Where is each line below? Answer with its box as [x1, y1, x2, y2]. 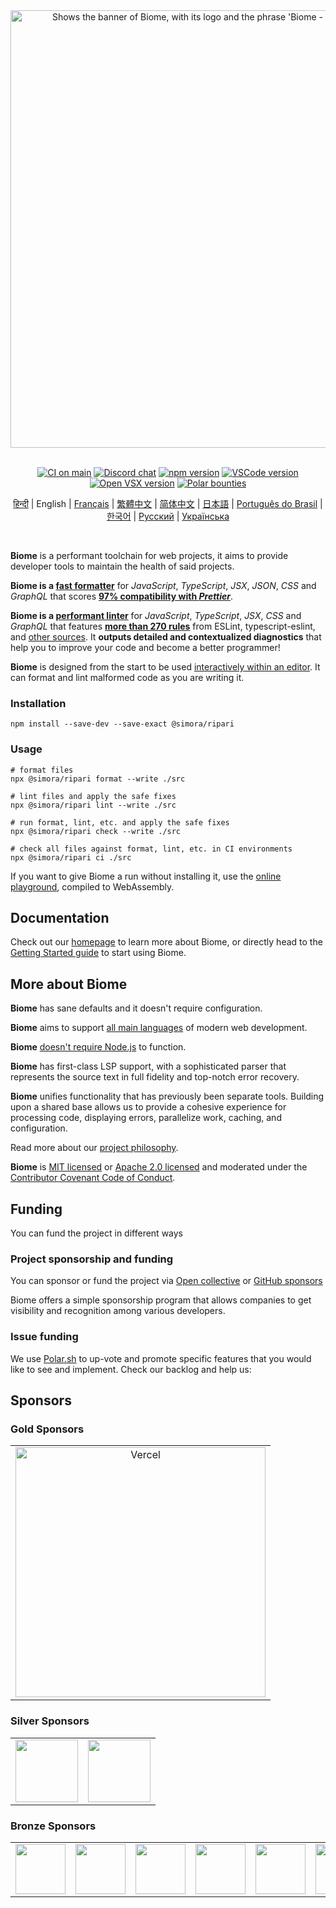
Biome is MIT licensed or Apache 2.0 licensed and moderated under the [10, 1161, 308, 1173]
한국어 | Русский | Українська [106, 510, 230, 522]
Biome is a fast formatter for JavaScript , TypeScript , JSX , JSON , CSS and [10, 580, 317, 591]
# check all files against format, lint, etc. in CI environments [10, 844, 293, 854]
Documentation [10, 909, 110, 926]
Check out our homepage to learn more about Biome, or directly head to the [10, 936, 323, 948]
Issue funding [10, 1330, 79, 1344]
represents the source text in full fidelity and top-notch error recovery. [10, 1071, 300, 1083]
